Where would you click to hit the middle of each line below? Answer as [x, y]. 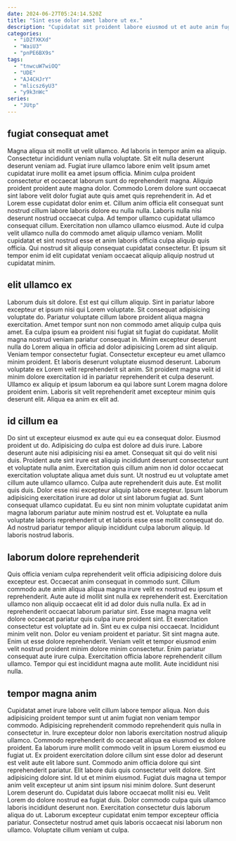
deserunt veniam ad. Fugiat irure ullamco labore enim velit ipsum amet [109, 165]
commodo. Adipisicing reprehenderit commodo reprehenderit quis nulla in [114, 725]
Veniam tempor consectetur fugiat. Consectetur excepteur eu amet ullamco [117, 354]
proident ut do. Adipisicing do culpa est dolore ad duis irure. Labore [105, 445]
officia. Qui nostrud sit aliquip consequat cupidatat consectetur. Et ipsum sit [117, 248]
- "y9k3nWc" [31, 92]
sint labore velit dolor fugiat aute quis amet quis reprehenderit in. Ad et [110, 195]
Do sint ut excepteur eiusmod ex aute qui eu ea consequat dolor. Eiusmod [114, 438]
